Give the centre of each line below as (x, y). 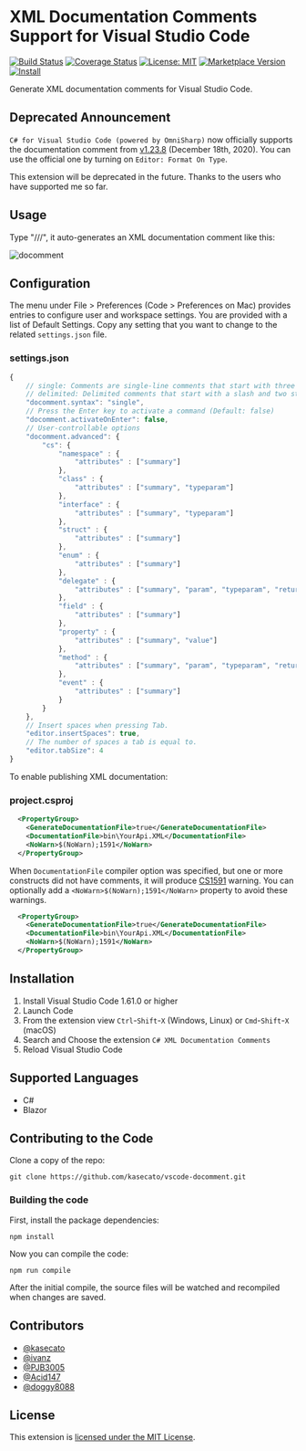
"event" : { (81, 683)
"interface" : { (89, 504)
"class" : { (81, 479)
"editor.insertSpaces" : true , (83, 734)
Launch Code (48, 1010)
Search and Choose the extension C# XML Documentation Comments (147, 1039)
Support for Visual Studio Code (130, 36)
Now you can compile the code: (69, 1254)
